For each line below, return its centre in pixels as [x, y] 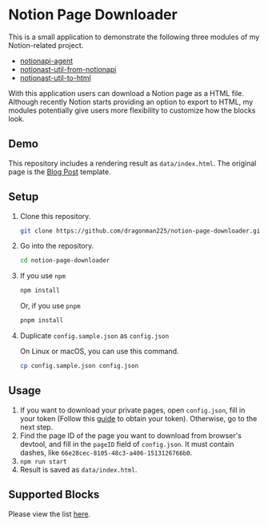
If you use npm [43, 276]
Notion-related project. [46, 45]
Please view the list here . [49, 514]
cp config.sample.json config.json [79, 366]
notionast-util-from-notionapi [68, 69]
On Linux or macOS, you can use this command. [99, 351]
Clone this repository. [55, 216]
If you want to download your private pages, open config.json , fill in [132, 410]
